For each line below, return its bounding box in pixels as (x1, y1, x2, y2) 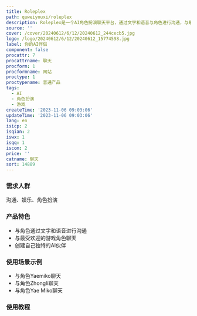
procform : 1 (6, 63, 35, 69)
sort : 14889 (6, 162, 35, 167)
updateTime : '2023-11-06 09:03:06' (6, 112, 93, 118)
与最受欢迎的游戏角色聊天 (14, 234, 77, 241)
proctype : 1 (6, 74, 35, 80)
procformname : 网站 (6, 69, 52, 75)
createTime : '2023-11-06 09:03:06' (6, 107, 93, 113)
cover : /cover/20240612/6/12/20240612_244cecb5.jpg (6, 31, 135, 36)
